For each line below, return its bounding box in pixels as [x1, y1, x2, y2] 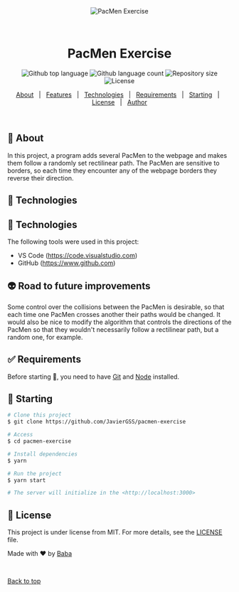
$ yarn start [7, 476, 46, 484]
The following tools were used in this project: [7, 237, 139, 246]
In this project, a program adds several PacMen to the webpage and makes [7, 151, 228, 159]
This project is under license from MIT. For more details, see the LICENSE [7, 528, 223, 537]
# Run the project [7, 470, 62, 477]
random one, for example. [7, 333, 83, 341]
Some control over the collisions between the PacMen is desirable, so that [7, 302, 225, 311]
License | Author [91, 97, 148, 106]
